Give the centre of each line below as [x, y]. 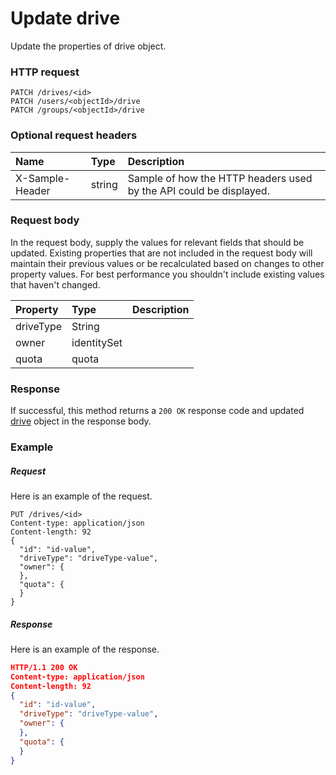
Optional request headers [74, 135]
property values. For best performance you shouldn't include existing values [167, 274]
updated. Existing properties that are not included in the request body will [161, 253]
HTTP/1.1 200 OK [44, 667]
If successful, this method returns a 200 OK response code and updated [157, 411]
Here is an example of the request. [81, 496]
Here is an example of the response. [85, 649]
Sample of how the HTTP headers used [220, 178]
